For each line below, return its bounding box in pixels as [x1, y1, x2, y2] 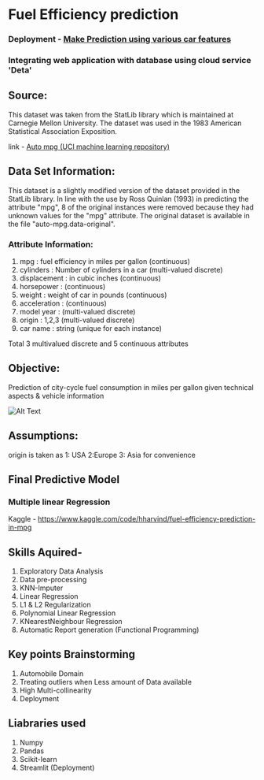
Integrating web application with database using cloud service [8, 55, 251, 66]
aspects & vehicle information [8, 391, 104, 400]
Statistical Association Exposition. [8, 126, 118, 136]
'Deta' [8, 65, 32, 76]
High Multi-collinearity [19, 685, 92, 695]
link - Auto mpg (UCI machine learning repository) [8, 142, 170, 151]
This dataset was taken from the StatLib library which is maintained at [8, 110, 234, 119]
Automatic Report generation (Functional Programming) [19, 625, 200, 635]
